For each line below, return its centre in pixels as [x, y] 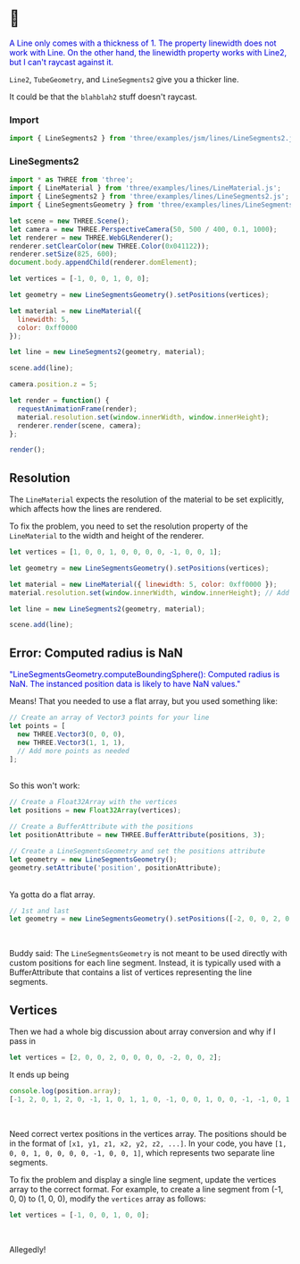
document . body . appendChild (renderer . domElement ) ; [104, 263]
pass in [22, 1041]
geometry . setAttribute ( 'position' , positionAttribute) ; [115, 868]
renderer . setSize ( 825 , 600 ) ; [63, 254]
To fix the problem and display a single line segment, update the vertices [143, 1179]
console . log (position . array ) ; [66, 1090]
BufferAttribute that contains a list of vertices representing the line [131, 972]
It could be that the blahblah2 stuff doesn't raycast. [104, 97]
